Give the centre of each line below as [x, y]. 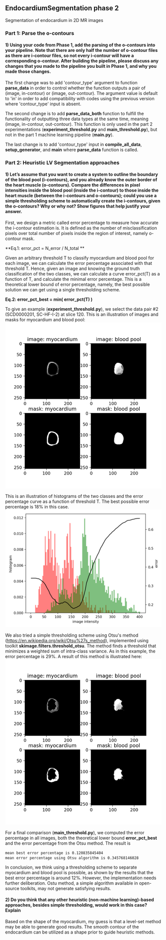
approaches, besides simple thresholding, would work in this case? [76, 905]
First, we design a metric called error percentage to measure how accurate [82, 223]
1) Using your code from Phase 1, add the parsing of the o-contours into [80, 45]
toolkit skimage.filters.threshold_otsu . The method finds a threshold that [81, 646]
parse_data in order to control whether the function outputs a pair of [75, 88]
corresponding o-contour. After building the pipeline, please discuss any [82, 61]
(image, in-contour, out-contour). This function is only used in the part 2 [79, 124]
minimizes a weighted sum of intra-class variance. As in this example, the [80, 651]
